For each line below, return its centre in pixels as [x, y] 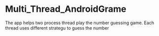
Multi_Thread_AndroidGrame [66, 9]
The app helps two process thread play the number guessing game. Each [80, 23]
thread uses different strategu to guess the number [57, 28]
